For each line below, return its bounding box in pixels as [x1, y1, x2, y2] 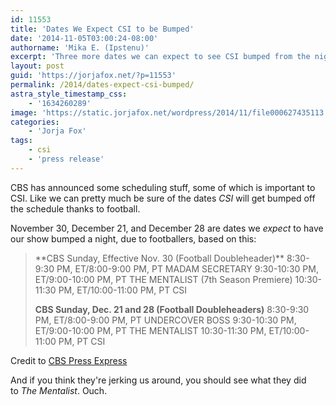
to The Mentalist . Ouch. [10, 384, 108, 396]
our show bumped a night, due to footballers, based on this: [10, 232, 257, 245]
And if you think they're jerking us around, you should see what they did [10, 374, 307, 386]
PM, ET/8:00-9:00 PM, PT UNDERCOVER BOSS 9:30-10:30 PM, [34, 314, 297, 326]
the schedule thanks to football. [10, 202, 141, 215]
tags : [10, 136, 33, 146]
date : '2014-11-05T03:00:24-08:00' [10, 33, 159, 43]
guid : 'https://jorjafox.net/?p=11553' [10, 71, 177, 81]
